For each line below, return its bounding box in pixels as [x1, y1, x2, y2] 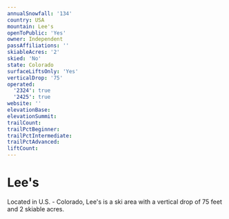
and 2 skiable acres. [7, 204, 64, 213]
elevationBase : [7, 106, 51, 113]
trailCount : [7, 119, 41, 126]
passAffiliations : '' [7, 42, 70, 49]
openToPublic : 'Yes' [7, 29, 67, 37]
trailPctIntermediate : [7, 132, 72, 139]
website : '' [7, 100, 41, 107]
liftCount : [7, 145, 39, 152]
